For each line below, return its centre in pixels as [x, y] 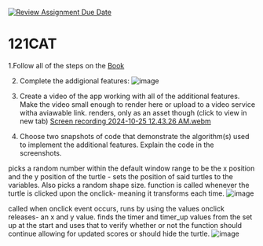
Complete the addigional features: [74, 81]
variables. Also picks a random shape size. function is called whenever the [129, 185]
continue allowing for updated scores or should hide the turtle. [109, 233]
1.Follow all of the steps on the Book [66, 65]
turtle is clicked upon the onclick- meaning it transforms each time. [117, 193]
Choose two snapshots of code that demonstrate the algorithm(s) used [134, 136]
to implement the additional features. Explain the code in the [117, 145]
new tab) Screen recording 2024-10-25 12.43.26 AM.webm [115, 121]
